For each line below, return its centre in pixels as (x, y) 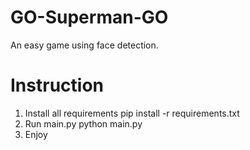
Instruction (57, 85)
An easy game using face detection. (84, 45)
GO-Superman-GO (89, 17)
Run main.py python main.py (83, 123)
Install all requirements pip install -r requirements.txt (132, 113)
